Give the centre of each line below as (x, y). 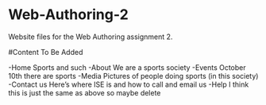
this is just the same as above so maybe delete (85, 92)
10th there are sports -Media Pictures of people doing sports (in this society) (133, 76)
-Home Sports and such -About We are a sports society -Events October (127, 67)
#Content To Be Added (46, 52)
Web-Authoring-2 (68, 15)
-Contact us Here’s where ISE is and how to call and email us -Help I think (129, 84)
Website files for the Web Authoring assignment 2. (91, 37)
